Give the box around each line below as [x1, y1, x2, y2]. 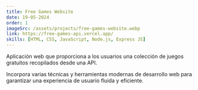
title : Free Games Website [6, 8, 74, 15]
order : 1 [6, 20, 28, 26]
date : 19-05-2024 [6, 14, 50, 20]
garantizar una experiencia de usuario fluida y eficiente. [6, 77, 144, 84]
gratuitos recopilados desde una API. [6, 59, 98, 66]
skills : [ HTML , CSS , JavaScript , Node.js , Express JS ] [6, 36, 146, 42]
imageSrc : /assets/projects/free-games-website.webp [6, 25, 141, 32]
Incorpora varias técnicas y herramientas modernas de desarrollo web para [6, 71, 193, 77]
